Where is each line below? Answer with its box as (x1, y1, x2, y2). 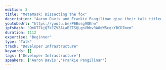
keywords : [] (5, 48, 32, 53)
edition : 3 (5, 7, 28, 12)
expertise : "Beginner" (5, 35, 52, 40)
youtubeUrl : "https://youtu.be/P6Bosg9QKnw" (5, 21, 98, 26)
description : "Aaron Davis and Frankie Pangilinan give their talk (5, 16, 147, 21)
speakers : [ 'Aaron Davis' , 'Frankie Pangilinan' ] (5, 58, 107, 63)
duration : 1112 (5, 30, 37, 35)
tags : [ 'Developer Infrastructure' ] (5, 53, 81, 58)
